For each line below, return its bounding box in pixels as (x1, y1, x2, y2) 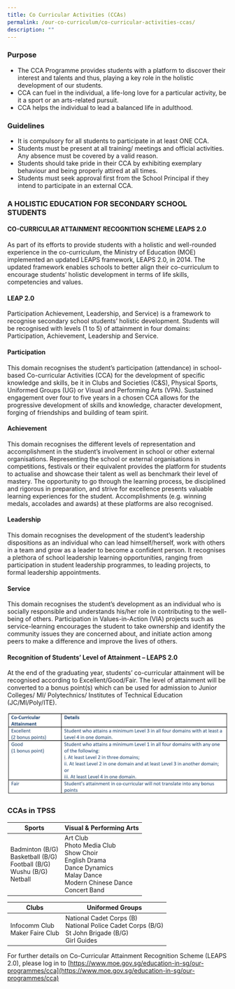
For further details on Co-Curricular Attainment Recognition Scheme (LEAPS (7, 952, 227, 960)
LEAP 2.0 (7, 294, 35, 302)
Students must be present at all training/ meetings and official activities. (17, 144, 225, 152)
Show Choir (64, 849, 99, 857)
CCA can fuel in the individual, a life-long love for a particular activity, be (17, 88, 227, 97)
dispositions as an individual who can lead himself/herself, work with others (7, 538, 225, 547)
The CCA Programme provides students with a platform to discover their (17, 66, 226, 74)
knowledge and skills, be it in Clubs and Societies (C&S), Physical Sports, (7, 378, 218, 387)
